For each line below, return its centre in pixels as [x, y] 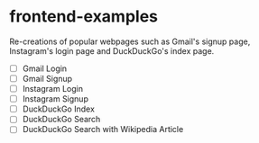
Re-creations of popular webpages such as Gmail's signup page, [130, 41]
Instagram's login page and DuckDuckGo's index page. [112, 50]
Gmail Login [45, 68]
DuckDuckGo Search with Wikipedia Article [103, 130]
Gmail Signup [47, 79]
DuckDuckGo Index [58, 109]
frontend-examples [84, 17]
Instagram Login [53, 89]
